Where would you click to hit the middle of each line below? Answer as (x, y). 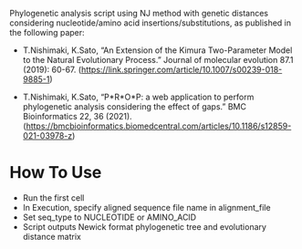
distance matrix (52, 236)
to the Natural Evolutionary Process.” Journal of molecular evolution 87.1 (158, 60)
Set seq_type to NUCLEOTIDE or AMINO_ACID (109, 217)
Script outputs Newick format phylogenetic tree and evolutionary (145, 226)
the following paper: (47, 32)
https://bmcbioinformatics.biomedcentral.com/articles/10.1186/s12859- (159, 126)
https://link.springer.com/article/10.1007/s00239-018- (182, 69)
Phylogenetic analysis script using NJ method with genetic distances (139, 13)
